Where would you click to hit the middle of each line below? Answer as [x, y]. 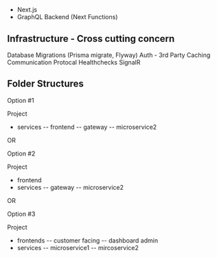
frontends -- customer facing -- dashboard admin [88, 240]
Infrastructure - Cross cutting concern [91, 39]
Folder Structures [46, 84]
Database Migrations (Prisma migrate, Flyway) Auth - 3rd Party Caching [109, 55]
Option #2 [21, 154]
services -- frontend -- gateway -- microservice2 [87, 127]
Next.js [27, 10]
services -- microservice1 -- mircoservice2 [78, 247]
